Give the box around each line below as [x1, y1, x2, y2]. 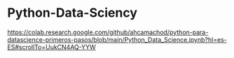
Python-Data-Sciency [7, 5, 138, 21]
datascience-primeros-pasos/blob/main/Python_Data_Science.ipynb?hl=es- [7, 35, 228, 43]
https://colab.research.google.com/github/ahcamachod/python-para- [7, 28, 209, 36]
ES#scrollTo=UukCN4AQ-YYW [7, 43, 96, 51]
